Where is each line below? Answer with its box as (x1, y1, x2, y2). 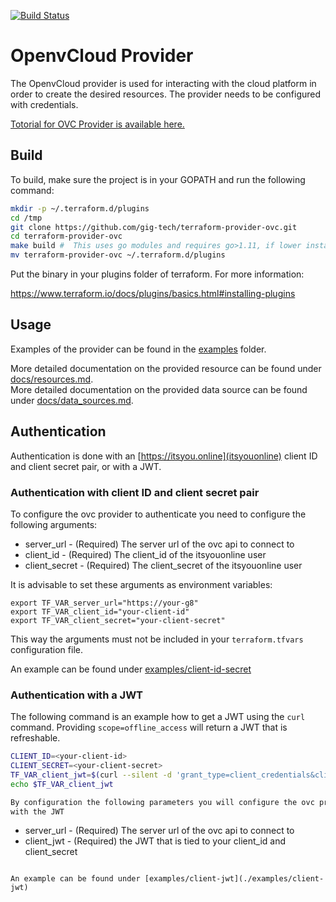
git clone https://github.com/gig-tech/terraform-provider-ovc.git (10, 222, 298, 232)
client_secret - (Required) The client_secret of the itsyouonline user (24, 559, 303, 571)
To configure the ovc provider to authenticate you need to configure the (10, 508, 307, 520)
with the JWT (10, 806, 65, 817)
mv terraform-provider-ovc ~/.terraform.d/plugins (10, 250, 226, 260)
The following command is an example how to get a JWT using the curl (10, 711, 306, 723)
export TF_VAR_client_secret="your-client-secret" (10, 615, 226, 625)
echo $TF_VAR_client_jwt (10, 779, 114, 789)
